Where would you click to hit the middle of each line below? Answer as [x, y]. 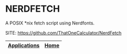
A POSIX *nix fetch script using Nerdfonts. [50, 23]
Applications [24, 45]
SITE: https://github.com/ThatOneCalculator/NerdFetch [63, 33]
